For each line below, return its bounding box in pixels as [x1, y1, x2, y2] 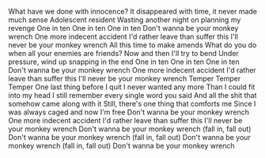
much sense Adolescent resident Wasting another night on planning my [8, 15, 241, 24]
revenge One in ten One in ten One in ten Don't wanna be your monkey [8, 24, 239, 32]
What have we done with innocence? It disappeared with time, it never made [8, 7, 257, 16]
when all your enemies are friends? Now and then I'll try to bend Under [8, 49, 239, 58]
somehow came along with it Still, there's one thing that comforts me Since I [8, 99, 256, 108]
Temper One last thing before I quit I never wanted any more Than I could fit [8, 82, 256, 92]
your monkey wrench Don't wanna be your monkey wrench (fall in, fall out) [8, 124, 252, 134]
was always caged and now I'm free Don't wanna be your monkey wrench [8, 107, 250, 117]
